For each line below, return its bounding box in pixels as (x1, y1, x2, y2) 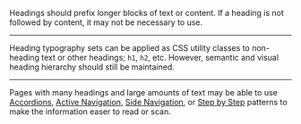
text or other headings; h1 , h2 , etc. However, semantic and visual (41, 53, 279, 62)
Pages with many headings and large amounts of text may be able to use (9, 87, 278, 97)
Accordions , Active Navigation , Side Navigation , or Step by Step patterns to (9, 97, 288, 107)
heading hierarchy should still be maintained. (9, 62, 175, 72)
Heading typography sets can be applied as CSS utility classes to (9, 43, 251, 53)
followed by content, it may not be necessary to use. (9, 17, 203, 28)
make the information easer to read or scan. (9, 106, 172, 117)
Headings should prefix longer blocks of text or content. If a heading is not (9, 8, 285, 18)
